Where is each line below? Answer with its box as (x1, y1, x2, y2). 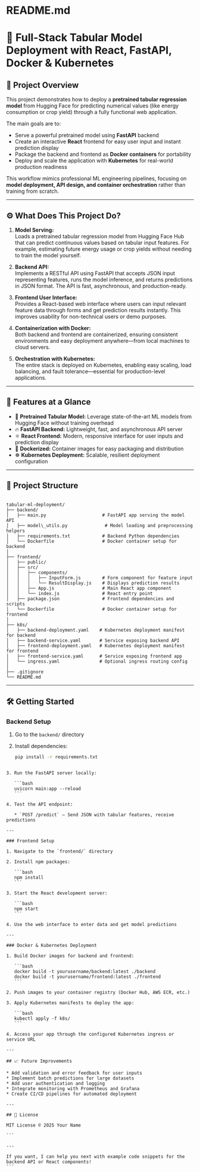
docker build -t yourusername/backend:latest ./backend (14, 968, 156, 975)
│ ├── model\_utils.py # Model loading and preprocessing (6, 522, 193, 528)
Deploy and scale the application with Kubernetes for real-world (14, 157, 174, 164)
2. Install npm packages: (6, 859, 70, 865)
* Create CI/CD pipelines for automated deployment (6, 1091, 137, 1097)
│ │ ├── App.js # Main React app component (6, 585, 171, 591)
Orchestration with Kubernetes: (14, 355, 95, 362)
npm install (14, 875, 44, 881)
